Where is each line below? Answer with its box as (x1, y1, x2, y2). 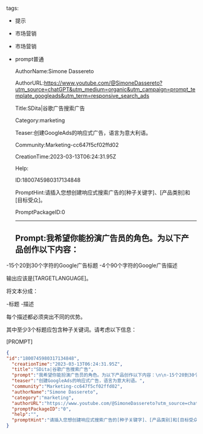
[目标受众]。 (14, 196, 47, 204)
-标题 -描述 (6, 300, 34, 307)
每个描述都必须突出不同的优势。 (6, 313, 86, 320)
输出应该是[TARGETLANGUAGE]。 (6, 274, 92, 282)
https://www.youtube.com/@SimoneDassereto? (43, 79, 163, 86)
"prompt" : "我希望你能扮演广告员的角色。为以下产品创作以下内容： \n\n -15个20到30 (11, 372, 195, 378)
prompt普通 (14, 56, 44, 62)
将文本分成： (6, 287, 38, 294)
